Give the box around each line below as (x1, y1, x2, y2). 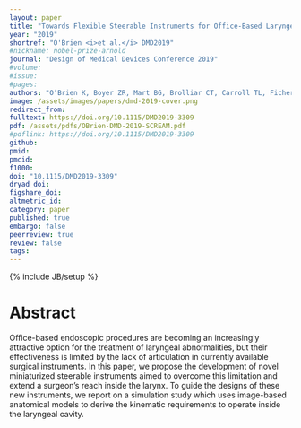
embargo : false (9, 222, 66, 231)
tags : (9, 247, 30, 256)
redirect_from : (9, 105, 66, 114)
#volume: (9, 64, 42, 73)
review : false (9, 239, 63, 248)
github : (9, 138, 39, 147)
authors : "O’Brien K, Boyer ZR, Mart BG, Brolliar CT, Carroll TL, (9, 88, 267, 97)
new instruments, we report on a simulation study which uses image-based (9, 389, 287, 400)
